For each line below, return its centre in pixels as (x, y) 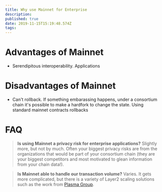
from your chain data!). (40, 164)
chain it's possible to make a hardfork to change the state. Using (78, 105)
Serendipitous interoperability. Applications (56, 66)
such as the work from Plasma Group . (56, 184)
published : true (22, 19)
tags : (11, 28)
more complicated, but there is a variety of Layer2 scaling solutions (86, 179)
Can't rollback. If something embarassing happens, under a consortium (85, 99)
